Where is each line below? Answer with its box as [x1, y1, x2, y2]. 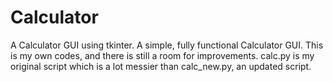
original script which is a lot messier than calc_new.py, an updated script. [10, 60, 312, 72]
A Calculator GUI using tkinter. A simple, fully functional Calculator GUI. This [10, 39, 324, 51]
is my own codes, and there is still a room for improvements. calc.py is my [10, 49, 315, 61]
